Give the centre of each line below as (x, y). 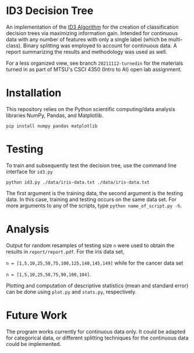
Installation (34, 93)
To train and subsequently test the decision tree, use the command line (91, 165)
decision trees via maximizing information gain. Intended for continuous (92, 33)
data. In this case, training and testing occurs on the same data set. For (91, 199)
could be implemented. (33, 344)
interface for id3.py (30, 171)
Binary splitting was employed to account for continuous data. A (100, 46)
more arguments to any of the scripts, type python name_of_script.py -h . (94, 205)
